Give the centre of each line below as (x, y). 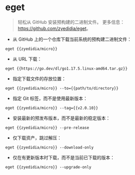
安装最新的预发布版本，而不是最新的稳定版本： (61, 118)
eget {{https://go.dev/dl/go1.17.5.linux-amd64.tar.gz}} (66, 68)
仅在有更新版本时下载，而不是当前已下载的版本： (63, 157)
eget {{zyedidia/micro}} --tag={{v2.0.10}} (52, 108)
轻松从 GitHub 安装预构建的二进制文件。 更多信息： (71, 22)
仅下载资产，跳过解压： (37, 138)
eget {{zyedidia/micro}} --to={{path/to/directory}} (62, 88)
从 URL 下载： (27, 59)
